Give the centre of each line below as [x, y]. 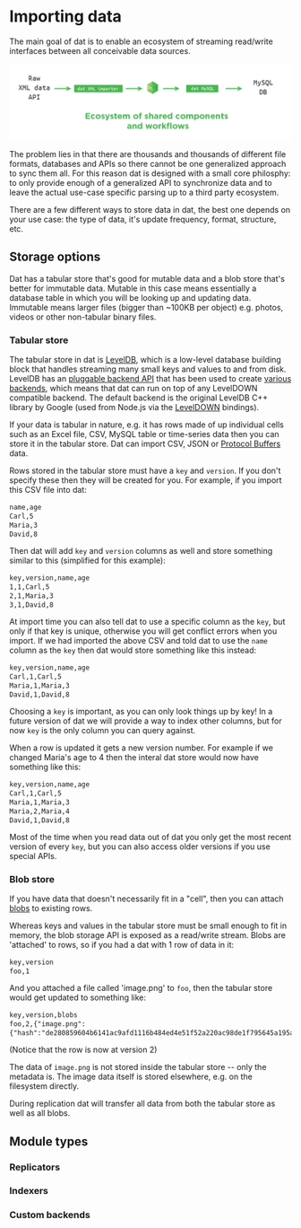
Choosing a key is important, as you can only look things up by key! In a [141, 711]
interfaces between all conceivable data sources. [100, 50]
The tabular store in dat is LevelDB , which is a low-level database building [146, 359]
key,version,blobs [43, 1015]
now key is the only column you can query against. [103, 730]
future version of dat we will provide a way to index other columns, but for [146, 721]
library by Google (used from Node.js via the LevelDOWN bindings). [134, 407]
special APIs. [33, 855]
